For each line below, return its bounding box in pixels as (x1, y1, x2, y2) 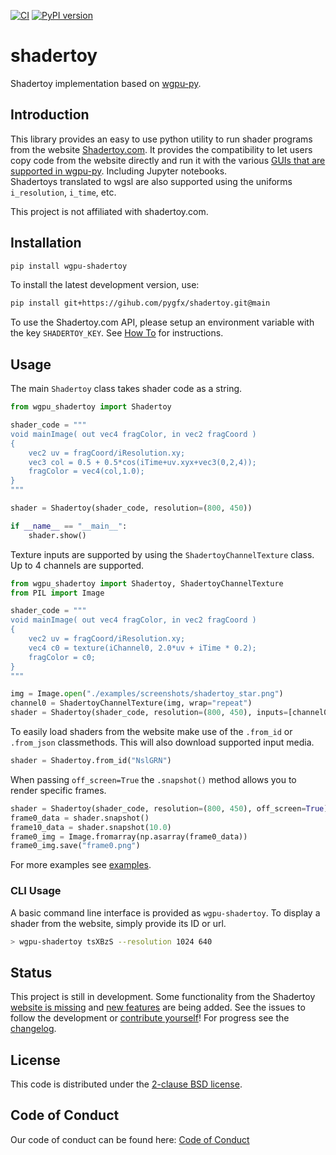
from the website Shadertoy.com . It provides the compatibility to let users (10, 143, 313, 155)
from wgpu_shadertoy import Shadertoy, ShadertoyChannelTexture (10, 578, 284, 589)
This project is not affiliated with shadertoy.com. (10, 205, 209, 217)
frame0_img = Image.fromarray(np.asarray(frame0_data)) (10, 831, 248, 842)
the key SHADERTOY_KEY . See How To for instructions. (10, 327, 224, 339)
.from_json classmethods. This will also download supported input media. (10, 736, 315, 748)
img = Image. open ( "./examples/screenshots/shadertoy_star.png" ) (10, 689, 284, 699)
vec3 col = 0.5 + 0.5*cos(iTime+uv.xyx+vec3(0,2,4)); (28, 457, 257, 467)
